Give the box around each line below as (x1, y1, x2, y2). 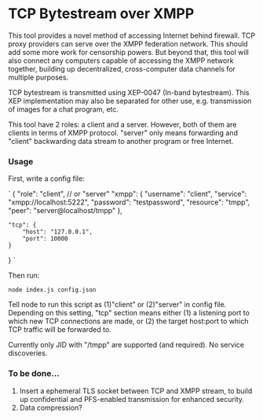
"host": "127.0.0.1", (22, 228, 93, 236)
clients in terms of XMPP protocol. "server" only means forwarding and (8, 127, 238, 138)
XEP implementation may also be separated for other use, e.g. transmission (8, 96, 252, 105)
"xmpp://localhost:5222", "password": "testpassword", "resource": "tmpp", (8, 197, 250, 207)
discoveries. (8, 348, 48, 358)
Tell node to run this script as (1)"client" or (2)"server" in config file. (8, 300, 227, 309)
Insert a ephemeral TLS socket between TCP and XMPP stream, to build (19, 386, 253, 396)
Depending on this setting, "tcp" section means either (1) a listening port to (8, 308, 250, 318)
